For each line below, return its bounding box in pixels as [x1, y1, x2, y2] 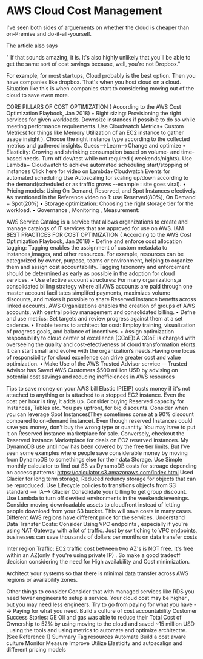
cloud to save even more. [6, 91, 70, 98]
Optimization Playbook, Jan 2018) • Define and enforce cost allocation [6, 237, 182, 245]
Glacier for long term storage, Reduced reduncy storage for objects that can [6, 475, 196, 482]
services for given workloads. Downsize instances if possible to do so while [6, 116, 196, 123]
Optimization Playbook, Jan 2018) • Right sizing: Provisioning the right [6, 109, 182, 117]
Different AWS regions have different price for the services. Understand [6, 514, 185, 521]
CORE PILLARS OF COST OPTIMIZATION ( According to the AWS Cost [6, 103, 182, 110]
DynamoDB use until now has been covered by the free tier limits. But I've [6, 443, 190, 450]
